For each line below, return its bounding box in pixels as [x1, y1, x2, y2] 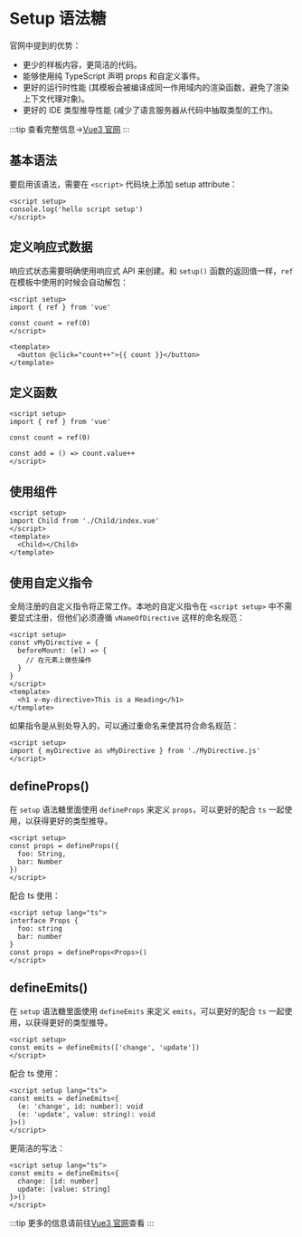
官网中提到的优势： [9, 40, 81, 51]
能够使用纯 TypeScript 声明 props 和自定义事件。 [22, 70, 205, 82]
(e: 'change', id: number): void [17, 1102, 144, 1111]
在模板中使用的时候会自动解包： [9, 276, 128, 287]
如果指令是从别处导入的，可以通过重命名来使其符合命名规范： [9, 720, 240, 730]
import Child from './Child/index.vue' [9, 517, 160, 526]
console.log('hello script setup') [9, 205, 144, 214]
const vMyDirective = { [9, 638, 99, 647]
